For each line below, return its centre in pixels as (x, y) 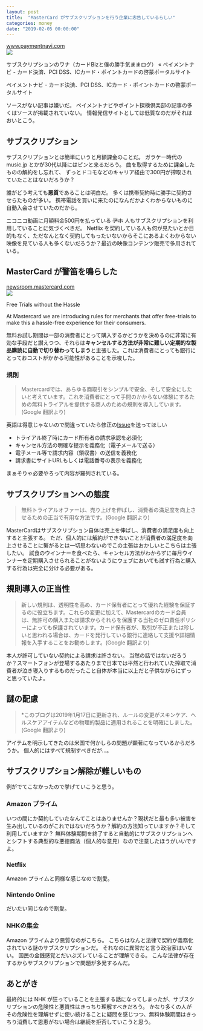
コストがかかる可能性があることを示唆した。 (82, 358)
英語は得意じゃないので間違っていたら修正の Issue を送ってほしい (87, 425)
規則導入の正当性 (38, 589)
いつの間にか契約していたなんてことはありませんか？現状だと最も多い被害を (101, 818)
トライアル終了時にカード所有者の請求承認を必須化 (79, 438)
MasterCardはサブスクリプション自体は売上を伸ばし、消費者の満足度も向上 (100, 530)
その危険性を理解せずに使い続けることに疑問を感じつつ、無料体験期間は (96, 1015)
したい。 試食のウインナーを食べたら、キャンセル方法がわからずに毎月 (94, 553)
